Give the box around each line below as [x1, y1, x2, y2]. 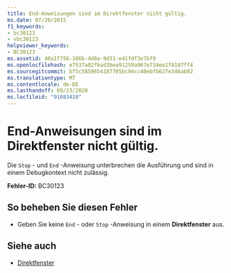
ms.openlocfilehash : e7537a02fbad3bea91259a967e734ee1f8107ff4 [7, 62, 194, 68]
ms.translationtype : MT [7, 74, 76, 82]
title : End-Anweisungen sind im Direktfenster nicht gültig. [7, 10, 187, 17]
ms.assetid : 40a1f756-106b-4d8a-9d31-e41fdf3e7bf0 [7, 55, 156, 62]
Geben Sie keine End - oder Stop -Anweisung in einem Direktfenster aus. [17, 220, 225, 228]
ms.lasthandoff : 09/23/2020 [7, 87, 89, 94]
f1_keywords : [7, 23, 45, 30]
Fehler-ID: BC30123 [7, 181, 64, 190]
